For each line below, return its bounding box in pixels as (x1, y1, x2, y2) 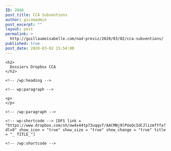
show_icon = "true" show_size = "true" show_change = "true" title (18, 127, 166, 133)
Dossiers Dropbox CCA (10, 64, 56, 69)
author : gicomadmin (5, 17, 47, 22)
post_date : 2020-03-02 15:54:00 (5, 46, 74, 51)
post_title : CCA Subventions (5, 12, 68, 17)
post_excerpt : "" (5, 22, 42, 27)
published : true (5, 41, 40, 46)
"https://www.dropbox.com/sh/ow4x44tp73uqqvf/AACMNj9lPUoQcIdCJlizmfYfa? (5, 123, 166, 128)
